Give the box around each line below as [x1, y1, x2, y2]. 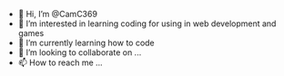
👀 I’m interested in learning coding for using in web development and [17, 18, 277, 29]
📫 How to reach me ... [17, 57, 103, 68]
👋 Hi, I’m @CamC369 [17, 9, 98, 19]
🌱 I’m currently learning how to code [17, 37, 155, 48]
